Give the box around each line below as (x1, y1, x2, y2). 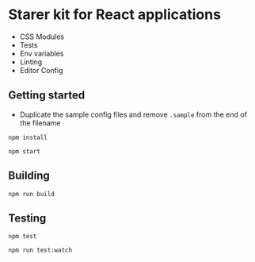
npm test (8, 233, 37, 241)
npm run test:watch (8, 246, 73, 255)
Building (8, 169, 50, 183)
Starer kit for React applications (8, 6, 222, 24)
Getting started (8, 89, 86, 102)
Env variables (19, 48, 64, 58)
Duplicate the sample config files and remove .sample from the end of (19, 110, 248, 119)
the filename (19, 118, 61, 128)
